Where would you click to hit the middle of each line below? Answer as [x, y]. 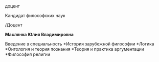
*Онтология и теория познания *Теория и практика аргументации [75, 49]
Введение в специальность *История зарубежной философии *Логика [80, 44]
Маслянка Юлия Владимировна [39, 34]
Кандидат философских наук [35, 15]
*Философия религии [28, 54]
